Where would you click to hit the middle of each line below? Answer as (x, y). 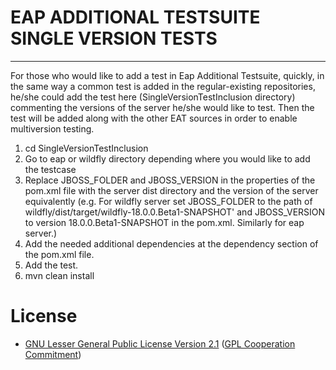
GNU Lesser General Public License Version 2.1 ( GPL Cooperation (160, 343)
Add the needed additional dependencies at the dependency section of (171, 243)
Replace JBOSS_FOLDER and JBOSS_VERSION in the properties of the (170, 180)
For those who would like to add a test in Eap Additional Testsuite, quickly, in (167, 75)
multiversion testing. (52, 128)
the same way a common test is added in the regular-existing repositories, (163, 86)
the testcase (50, 169)
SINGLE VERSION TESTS (114, 38)
